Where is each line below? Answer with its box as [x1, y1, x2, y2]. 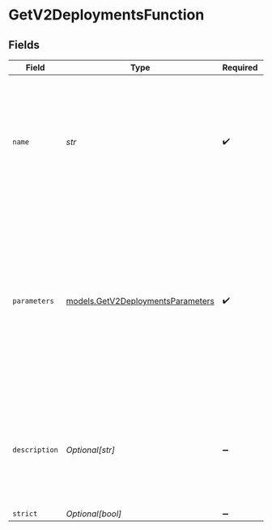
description [12, 446, 59, 455]
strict [12, 509, 38, 518]
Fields [8, 38, 40, 52]
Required [222, 62, 258, 73]
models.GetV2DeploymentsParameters [66, 296, 215, 306]
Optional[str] [66, 444, 116, 455]
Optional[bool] [66, 508, 122, 519]
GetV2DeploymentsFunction [8, 6, 205, 24]
